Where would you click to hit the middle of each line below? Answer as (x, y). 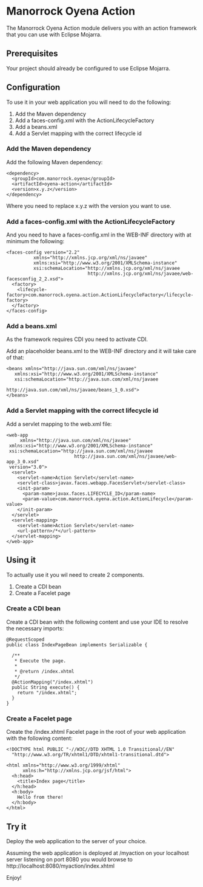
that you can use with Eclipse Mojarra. (54, 34)
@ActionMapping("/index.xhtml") (53, 682)
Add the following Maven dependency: (55, 162)
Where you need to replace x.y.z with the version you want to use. (89, 205)
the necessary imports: (35, 628)
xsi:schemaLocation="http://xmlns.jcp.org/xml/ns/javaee (107, 269)
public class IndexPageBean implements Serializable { (77, 645)
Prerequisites (32, 54)
